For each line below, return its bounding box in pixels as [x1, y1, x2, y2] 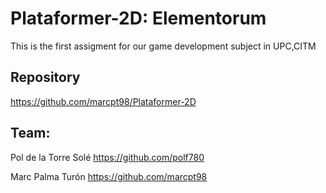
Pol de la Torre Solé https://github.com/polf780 [10, 151, 205, 163]
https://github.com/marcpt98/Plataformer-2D [10, 95, 197, 107]
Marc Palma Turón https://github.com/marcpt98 [10, 170, 208, 182]
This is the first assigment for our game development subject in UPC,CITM [10, 40, 317, 52]
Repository [10, 69, 81, 86]
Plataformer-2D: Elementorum [10, 7, 267, 30]
